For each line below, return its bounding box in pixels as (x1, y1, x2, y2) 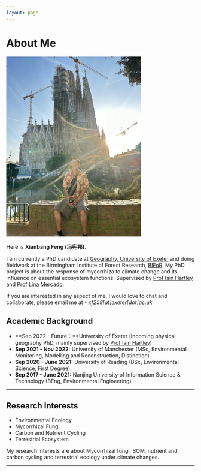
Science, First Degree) (14, 365, 71, 372)
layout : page (6, 10, 39, 16)
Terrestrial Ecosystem (14, 435, 69, 443)
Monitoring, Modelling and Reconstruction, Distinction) (14, 352, 150, 359)
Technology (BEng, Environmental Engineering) (14, 378, 132, 385)
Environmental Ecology (14, 417, 72, 424)
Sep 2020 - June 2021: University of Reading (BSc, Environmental (14, 359, 179, 366)
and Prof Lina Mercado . (6, 281, 65, 288)
